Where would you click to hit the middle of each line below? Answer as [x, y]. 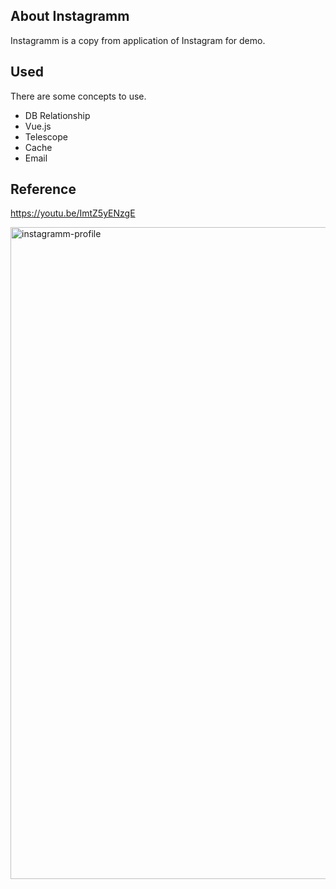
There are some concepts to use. [78, 96]
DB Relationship [57, 115]
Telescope [46, 136]
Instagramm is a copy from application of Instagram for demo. [138, 40]
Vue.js [38, 126]
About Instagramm [70, 16]
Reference [43, 189]
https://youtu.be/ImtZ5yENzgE [73, 213]
